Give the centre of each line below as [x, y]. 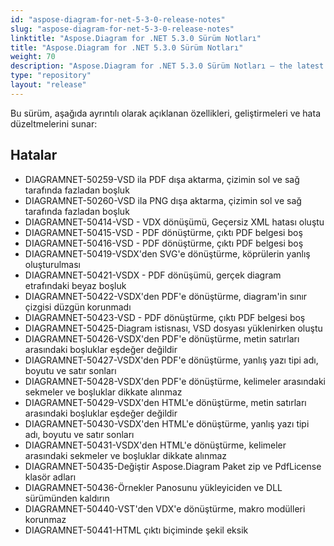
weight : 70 [33, 57]
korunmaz [45, 519]
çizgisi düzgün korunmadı [78, 307]
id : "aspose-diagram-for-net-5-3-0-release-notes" [118, 19]
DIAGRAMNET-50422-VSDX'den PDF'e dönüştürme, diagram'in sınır [166, 296]
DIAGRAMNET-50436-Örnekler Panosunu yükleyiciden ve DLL [153, 487]
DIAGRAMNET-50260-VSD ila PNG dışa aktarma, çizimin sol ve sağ [163, 200]
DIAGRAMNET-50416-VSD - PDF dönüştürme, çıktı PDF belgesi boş [164, 243]
